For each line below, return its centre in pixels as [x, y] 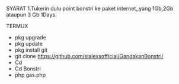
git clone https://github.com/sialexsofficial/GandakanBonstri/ [89, 56]
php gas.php [30, 75]
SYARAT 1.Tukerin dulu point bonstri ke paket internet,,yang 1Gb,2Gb [90, 9]
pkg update [29, 44]
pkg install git [31, 50]
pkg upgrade [30, 37]
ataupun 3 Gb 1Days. [31, 15]
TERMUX [17, 26]
